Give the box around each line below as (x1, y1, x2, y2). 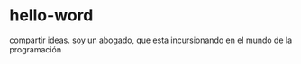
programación (9, 44, 61, 54)
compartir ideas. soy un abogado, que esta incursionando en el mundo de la (9, 35, 293, 45)
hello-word (9, 5, 94, 26)
